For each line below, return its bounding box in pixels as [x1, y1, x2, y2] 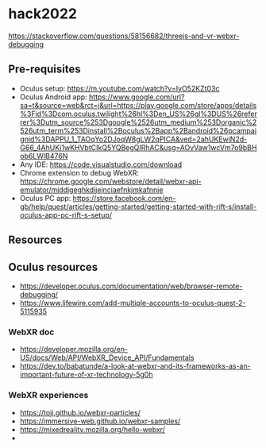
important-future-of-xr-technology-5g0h [19, 370, 153, 380]
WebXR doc [8, 326, 55, 338]
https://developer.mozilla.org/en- [19, 345, 129, 354]
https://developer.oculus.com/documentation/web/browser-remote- [19, 281, 243, 291]
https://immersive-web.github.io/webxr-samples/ [19, 416, 181, 426]
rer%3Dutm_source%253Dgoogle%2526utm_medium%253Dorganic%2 [19, 117, 257, 127]
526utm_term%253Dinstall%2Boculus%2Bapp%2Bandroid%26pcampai [19, 126, 256, 135]
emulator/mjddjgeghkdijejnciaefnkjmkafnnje [19, 184, 164, 195]
